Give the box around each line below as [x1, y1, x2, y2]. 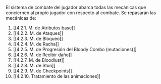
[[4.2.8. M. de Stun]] [13, 63, 56, 68]
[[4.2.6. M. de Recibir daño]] [13, 52, 72, 58]
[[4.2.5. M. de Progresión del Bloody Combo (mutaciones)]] [13, 47, 137, 52]
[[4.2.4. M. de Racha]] [13, 41, 60, 47]
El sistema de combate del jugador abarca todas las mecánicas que [6, 5, 146, 10]
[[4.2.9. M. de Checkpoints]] [13, 68, 72, 74]
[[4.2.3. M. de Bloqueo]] [13, 35, 63, 41]
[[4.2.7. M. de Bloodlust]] [13, 57, 65, 63]
